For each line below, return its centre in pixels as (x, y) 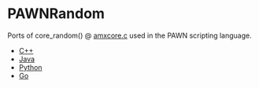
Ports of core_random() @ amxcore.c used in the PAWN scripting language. (130, 35)
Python (30, 67)
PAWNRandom (56, 14)
